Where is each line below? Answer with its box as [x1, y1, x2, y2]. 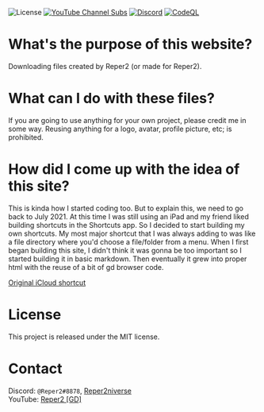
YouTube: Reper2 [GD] [8, 394, 82, 404]
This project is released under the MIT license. [8, 332, 160, 341]
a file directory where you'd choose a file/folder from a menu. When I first [8, 237, 249, 246]
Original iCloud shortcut [8, 278, 86, 287]
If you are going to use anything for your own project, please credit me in [8, 115, 247, 125]
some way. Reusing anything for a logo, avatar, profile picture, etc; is [8, 124, 232, 133]
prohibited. [8, 132, 44, 142]
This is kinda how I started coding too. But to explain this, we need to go [8, 203, 244, 213]
